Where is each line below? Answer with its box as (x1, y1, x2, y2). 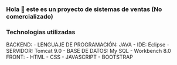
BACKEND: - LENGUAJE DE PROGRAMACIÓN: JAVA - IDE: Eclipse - (6, 41, 170, 48)
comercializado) (6, 12, 54, 20)
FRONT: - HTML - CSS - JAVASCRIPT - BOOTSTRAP (6, 53, 133, 60)
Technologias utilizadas (6, 28, 76, 36)
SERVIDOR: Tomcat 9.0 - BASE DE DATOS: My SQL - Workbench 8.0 (6, 48, 171, 55)
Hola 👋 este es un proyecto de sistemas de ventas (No (6, 5, 162, 13)
